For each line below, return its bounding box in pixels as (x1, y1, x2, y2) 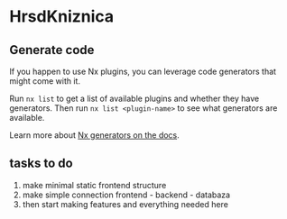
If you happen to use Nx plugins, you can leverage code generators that (9, 66, 277, 77)
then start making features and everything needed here (22, 198, 228, 209)
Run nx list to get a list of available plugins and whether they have (9, 93, 260, 104)
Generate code (9, 42, 95, 58)
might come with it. (9, 76, 81, 87)
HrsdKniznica (9, 6, 115, 27)
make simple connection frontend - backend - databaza (22, 189, 231, 200)
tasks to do (9, 156, 74, 171)
